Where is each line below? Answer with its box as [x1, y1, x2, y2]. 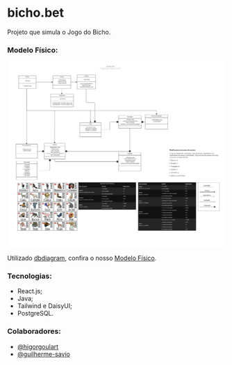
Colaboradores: [7, 327, 61, 336]
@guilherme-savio [17, 350, 71, 358]
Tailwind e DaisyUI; [17, 302, 73, 310]
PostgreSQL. [17, 309, 54, 318]
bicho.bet [7, 5, 65, 21]
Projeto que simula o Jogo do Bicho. [7, 28, 111, 36]
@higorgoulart [17, 342, 59, 350]
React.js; [17, 287, 43, 295]
